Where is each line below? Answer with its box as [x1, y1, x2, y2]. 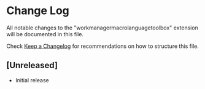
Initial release [15, 76, 49, 83]
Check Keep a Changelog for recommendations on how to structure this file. [6, 42, 199, 50]
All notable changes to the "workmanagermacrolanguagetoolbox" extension [6, 24, 198, 31]
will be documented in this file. [6, 30, 84, 37]
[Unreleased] [6, 60, 58, 71]
